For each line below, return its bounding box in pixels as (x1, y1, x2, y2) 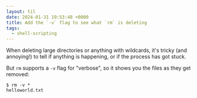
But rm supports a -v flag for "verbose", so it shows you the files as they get (6, 64, 191, 71)
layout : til (6, 8, 36, 15)
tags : (6, 25, 20, 31)
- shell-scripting (11, 31, 58, 37)
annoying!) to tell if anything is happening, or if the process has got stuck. (6, 53, 186, 60)
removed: (6, 71, 30, 78)
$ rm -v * (6, 82, 31, 89)
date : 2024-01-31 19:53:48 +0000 (6, 14, 89, 20)
